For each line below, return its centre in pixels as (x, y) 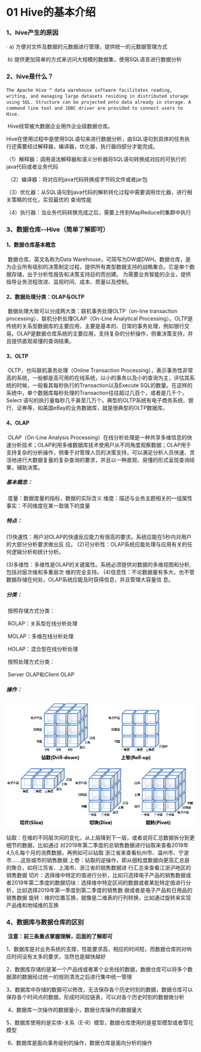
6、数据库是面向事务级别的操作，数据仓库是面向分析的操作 (80, 1043)
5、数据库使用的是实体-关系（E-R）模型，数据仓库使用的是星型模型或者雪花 (100, 1023)
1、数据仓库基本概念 (31, 245)
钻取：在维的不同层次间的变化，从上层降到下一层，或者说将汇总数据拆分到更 (100, 837)
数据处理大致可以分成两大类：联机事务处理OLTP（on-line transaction (92, 311)
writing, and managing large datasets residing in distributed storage (97, 96)
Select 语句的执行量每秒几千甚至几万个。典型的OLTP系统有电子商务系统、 (97, 400)
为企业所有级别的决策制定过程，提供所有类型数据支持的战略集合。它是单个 (98, 266)
